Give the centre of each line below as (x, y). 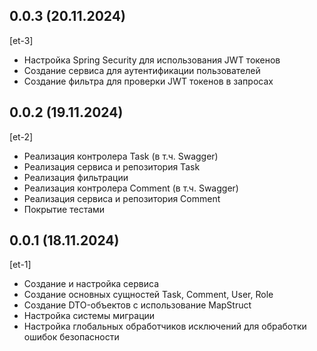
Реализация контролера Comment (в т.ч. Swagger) (131, 188)
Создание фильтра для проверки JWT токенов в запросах (148, 81)
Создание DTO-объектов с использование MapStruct (137, 305)
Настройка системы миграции (89, 316)
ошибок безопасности (71, 337)
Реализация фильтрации (76, 177)
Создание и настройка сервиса (91, 284)
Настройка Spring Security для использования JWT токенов (152, 60)
